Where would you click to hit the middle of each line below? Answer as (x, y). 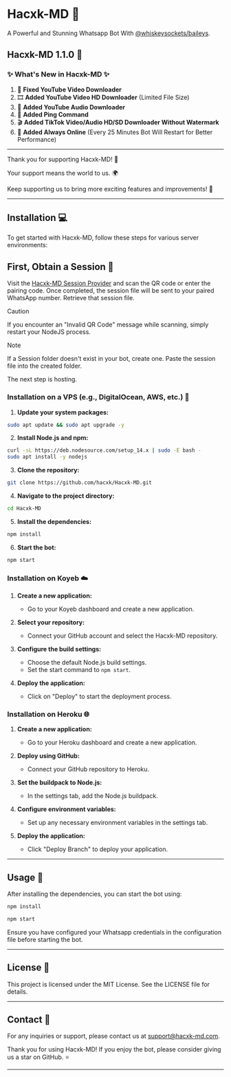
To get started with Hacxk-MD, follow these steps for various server (103, 238)
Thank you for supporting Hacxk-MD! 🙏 (63, 159)
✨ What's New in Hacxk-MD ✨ (58, 74)
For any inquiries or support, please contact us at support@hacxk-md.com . (113, 1036)
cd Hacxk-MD (24, 509)
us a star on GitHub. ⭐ (38, 1057)
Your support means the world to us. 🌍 (63, 173)
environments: (27, 245)
